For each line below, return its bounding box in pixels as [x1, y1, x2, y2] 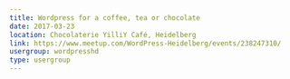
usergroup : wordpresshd [9, 47, 100, 56]
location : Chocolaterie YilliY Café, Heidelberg [9, 30, 197, 39]
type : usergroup [9, 55, 71, 64]
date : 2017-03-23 [9, 22, 75, 31]
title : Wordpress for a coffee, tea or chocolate [9, 13, 201, 23]
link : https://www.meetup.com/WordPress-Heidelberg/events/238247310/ [9, 38, 282, 48]
